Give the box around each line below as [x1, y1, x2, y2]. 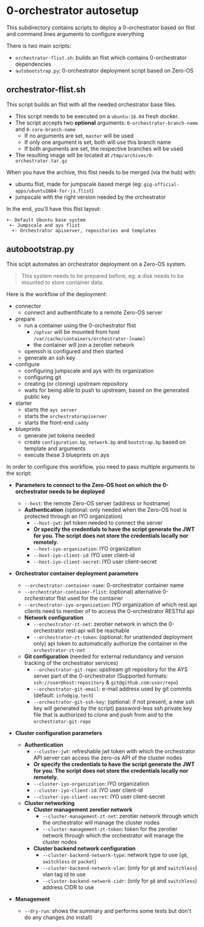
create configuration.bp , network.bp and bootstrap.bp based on [24, 438, 186, 446]
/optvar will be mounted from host [33, 328, 120, 335]
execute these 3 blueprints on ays [24, 451, 110, 458]
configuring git [24, 373, 62, 381]
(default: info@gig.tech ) [33, 691, 94, 698]
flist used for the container [57, 594, 124, 602]
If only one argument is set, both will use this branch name [24, 138, 172, 146]
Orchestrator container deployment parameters [15, 569, 139, 577]
